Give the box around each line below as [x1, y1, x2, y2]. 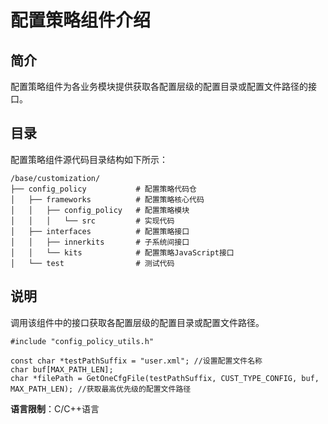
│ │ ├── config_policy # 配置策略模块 [10, 205, 190, 215]
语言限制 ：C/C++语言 [10, 402, 100, 415]
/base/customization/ [10, 173, 101, 183]
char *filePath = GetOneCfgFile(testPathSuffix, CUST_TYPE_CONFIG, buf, [10, 373, 320, 383]
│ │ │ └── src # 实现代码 [10, 216, 175, 226]
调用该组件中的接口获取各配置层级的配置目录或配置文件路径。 [10, 316, 265, 328]
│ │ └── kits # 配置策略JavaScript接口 [10, 247, 235, 258]
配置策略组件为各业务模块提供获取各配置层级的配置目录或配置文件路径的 [10, 81, 308, 92]
